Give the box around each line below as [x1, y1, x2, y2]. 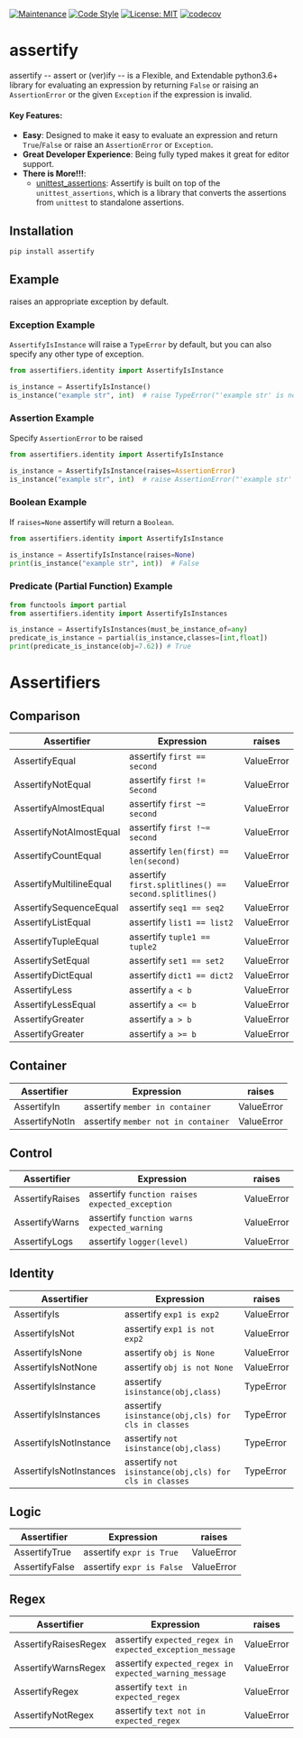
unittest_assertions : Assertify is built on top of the [35, 178, 221, 189]
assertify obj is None [124, 1345, 215, 1358]
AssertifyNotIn [14, 1114, 76, 1127]
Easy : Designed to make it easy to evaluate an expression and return [22, 130, 278, 141]
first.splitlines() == [129, 880, 227, 891]
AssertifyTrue [14, 1546, 72, 1558]
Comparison [9, 708, 81, 724]
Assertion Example [9, 411, 95, 424]
